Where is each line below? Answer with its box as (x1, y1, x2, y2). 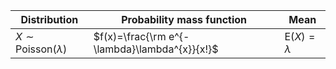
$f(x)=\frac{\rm (93, 30, 167, 43)
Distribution (20, 13, 79, 26)
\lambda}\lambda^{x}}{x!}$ (93, 42, 219, 56)
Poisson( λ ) (15, 42, 68, 56)
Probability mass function (121, 13, 248, 26)
